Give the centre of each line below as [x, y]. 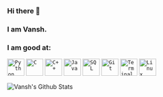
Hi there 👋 [24, 11]
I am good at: [29, 47]
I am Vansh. [27, 29]
